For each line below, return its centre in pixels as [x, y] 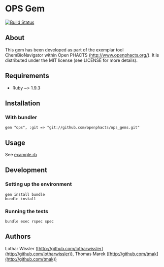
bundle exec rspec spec [30, 222]
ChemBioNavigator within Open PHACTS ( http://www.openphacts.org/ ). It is [82, 55]
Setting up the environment [39, 184]
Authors [18, 237]
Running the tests [27, 211]
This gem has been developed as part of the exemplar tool [65, 49]
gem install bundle [25, 194]
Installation [23, 103]
